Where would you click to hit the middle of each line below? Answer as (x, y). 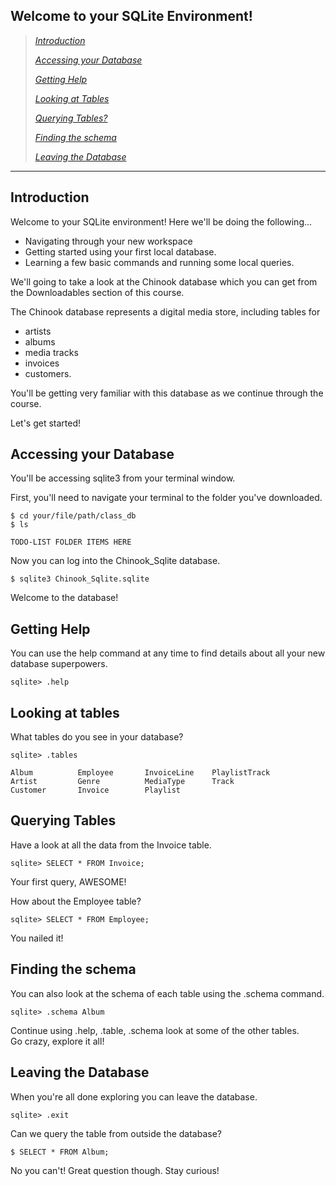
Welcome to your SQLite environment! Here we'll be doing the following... (161, 221)
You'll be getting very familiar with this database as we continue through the (167, 393)
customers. (48, 373)
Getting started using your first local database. (120, 251)
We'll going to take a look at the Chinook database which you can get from (164, 281)
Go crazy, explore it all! (57, 1041)
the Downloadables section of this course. (97, 292)
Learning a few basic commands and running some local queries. (159, 262)
